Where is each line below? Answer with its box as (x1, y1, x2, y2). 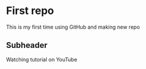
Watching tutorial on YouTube (6, 56, 77, 63)
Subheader (6, 40, 48, 50)
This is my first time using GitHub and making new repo (6, 23, 140, 30)
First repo (6, 4, 55, 18)
